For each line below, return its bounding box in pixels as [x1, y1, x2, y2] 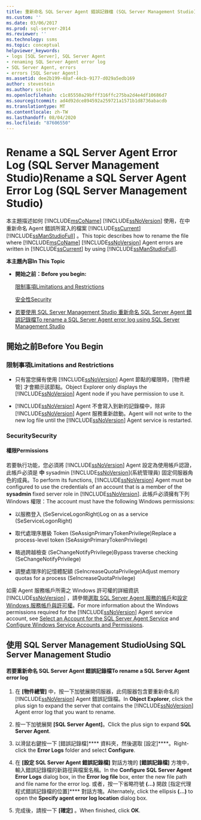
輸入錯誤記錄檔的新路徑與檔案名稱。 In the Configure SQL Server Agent [14, 767, 192, 774]
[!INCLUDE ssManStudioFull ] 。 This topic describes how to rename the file [6, 232, 189, 239]
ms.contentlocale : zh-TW [6, 109, 68, 115]
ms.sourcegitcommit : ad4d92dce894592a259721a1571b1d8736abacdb [6, 98, 167, 104]
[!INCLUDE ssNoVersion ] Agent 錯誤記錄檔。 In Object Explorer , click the [14, 696, 193, 703]
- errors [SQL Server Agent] [6, 70, 79, 76]
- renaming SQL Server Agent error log [6, 59, 106, 65]
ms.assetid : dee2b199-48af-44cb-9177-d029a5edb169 [6, 75, 135, 81]
